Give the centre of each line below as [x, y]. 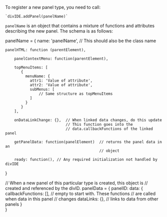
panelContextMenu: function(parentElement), [61, 59]
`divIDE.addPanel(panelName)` [37, 17]
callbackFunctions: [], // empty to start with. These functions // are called [80, 193]
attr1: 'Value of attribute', [61, 81]
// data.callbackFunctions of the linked [109, 129]
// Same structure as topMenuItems [76, 94]
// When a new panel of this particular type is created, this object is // [76, 183]
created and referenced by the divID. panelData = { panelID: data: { [74, 188]
